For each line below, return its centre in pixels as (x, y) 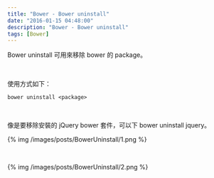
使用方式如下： (29, 84)
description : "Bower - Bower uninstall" (68, 27)
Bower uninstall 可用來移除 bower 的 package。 (77, 55)
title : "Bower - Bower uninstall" (59, 14)
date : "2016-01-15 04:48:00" (50, 21)
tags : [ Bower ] (28, 34)
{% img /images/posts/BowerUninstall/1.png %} (77, 140)
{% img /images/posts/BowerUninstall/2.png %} (78, 167)
